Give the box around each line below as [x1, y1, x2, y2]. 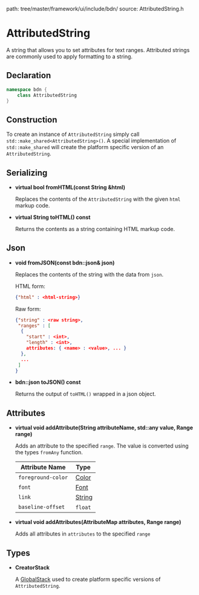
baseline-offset [18, 503, 65, 511]
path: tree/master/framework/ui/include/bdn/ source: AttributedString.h [6, 5, 184, 12]
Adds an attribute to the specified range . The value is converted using [15, 442, 189, 449]
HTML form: [15, 282, 45, 290]
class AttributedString [17, 92, 77, 98]
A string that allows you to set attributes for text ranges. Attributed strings [6, 46, 190, 53]
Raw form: [15, 305, 41, 312]
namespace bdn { [6, 86, 47, 93]
